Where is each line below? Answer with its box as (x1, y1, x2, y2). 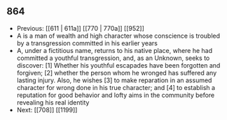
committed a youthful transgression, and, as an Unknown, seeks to (16, 54, 210, 62)
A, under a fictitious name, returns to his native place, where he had (16, 46, 213, 54)
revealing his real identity (16, 98, 90, 107)
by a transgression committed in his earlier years (16, 38, 158, 47)
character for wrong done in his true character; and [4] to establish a (16, 83, 215, 91)
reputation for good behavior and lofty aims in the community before (16, 91, 215, 99)
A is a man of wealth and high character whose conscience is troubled (16, 31, 221, 40)
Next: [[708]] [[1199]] (16, 105, 78, 114)
